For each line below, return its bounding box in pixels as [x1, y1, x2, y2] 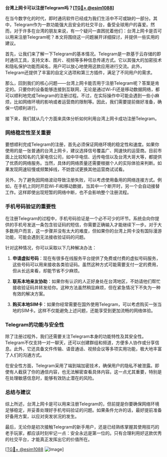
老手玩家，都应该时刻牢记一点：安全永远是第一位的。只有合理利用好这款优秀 [5, 430, 162, 436]
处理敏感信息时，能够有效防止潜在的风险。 [9, 375, 97, 381]
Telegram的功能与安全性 [5, 321, 65, 328]
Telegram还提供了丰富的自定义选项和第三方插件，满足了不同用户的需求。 [5, 70, 155, 75]
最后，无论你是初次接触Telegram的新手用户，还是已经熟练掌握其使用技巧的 [5, 424, 160, 430]
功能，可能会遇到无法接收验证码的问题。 [5, 234, 88, 240]
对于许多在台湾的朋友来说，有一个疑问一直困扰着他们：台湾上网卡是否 [13, 28, 158, 34]
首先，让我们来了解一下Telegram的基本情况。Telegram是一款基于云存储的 [5, 51, 157, 57]
